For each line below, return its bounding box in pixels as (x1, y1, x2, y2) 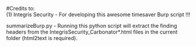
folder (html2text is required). (6, 35, 78, 41)
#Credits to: (6, 5, 35, 12)
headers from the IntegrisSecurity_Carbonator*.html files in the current (6, 28, 178, 35)
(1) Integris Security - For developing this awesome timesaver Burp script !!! (6, 11, 191, 18)
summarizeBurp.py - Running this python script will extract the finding (6, 23, 178, 29)
